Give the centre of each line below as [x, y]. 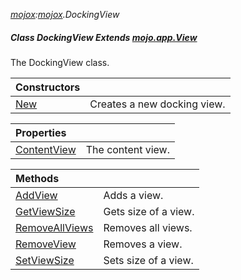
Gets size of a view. [149, 211]
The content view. [128, 149]
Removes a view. [143, 244]
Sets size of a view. [148, 260]
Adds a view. [133, 195]
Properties [41, 132]
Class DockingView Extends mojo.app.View [104, 37]
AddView [36, 195]
